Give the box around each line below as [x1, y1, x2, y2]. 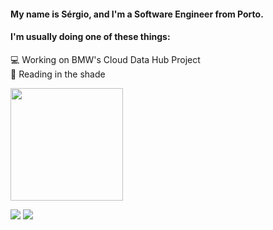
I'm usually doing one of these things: [10, 31, 171, 43]
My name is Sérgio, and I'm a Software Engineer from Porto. [10, 8, 264, 20]
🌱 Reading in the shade [10, 68, 106, 80]
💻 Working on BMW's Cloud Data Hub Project [10, 53, 201, 65]
